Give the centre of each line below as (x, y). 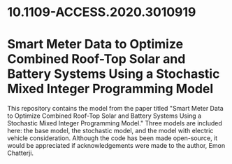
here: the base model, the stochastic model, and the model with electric (110, 131)
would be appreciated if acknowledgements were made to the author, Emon (116, 146)
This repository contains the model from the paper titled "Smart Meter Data (115, 109)
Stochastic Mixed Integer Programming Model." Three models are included (115, 123)
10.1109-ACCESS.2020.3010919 (102, 12)
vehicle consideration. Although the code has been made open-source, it (113, 138)
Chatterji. (20, 153)
